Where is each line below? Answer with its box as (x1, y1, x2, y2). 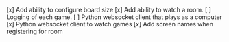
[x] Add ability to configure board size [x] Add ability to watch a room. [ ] (6, 6, 212, 14)
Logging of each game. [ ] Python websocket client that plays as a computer (6, 13, 222, 21)
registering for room (6, 27, 63, 35)
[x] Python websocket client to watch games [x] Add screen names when (6, 20, 214, 28)
